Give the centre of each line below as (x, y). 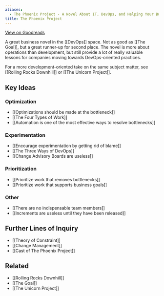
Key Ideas (20, 88)
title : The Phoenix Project (34, 19)
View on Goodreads (25, 33)
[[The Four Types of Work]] (40, 117)
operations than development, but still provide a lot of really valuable (74, 52)
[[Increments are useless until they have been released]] (69, 213)
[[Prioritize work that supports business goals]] (60, 185)
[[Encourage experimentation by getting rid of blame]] (66, 146)
